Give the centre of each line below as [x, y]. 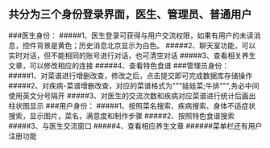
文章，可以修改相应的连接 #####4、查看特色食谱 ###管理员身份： [119, 65]
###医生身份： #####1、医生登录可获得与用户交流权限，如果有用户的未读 [131, 35]
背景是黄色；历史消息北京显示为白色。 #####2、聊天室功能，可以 [146, 45]
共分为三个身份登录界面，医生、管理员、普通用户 [130, 14]
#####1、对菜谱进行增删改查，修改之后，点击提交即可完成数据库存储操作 [131, 76]
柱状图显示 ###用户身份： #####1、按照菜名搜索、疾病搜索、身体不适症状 [132, 105]
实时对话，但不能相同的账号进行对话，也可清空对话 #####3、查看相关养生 [132, 55]
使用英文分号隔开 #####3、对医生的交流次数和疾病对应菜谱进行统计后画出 [132, 96]
